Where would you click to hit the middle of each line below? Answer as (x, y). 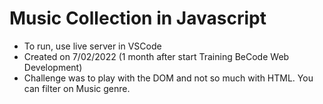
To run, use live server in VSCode (92, 46)
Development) (53, 67)
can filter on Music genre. (77, 88)
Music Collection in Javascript (138, 18)
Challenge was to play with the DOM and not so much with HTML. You (168, 78)
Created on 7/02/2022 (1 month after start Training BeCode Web (156, 56)
